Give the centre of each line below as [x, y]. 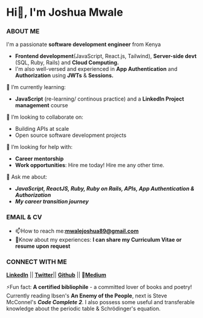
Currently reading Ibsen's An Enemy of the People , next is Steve [87, 296]
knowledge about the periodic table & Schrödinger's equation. [84, 309]
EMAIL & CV [24, 217]
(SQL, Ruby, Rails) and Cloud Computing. [67, 62]
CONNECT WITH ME [37, 262]
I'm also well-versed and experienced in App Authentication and [96, 69]
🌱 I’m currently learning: [36, 87]
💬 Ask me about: [27, 177]
